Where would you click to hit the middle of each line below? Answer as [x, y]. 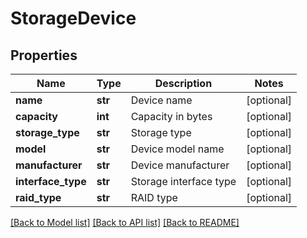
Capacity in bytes [171, 116]
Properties [44, 55]
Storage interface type [183, 181]
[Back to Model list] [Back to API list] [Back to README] [125, 222]
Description [183, 83]
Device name [161, 100]
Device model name [177, 149]
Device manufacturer [180, 165]
